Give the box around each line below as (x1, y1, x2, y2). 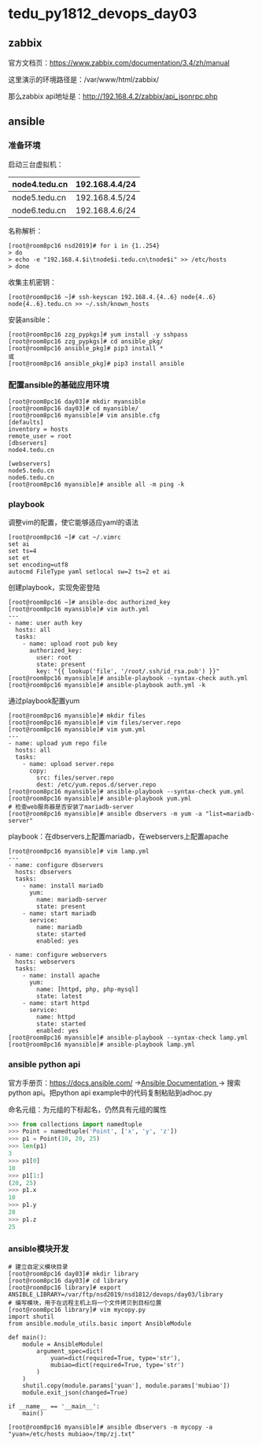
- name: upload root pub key (22, 640, 118, 648)
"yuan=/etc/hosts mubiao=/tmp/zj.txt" (8, 1430, 135, 1438)
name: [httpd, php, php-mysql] (36, 985, 139, 994)
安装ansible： (8, 315, 53, 324)
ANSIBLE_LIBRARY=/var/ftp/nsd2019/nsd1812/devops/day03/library (8, 1291, 223, 1298)
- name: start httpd (22, 999, 90, 1007)
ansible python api (8, 1059, 81, 1070)
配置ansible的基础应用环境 (8, 379, 110, 390)
